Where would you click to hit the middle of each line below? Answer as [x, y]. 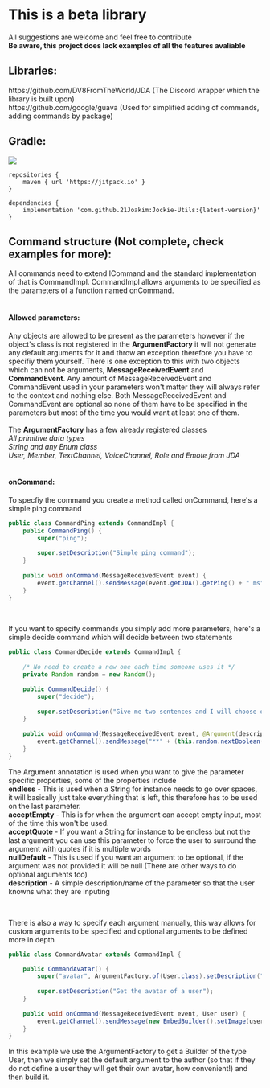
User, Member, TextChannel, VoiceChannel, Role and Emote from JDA [125, 455]
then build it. [29, 1077]
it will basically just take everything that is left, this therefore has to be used [133, 797]
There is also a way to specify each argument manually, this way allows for [132, 922]
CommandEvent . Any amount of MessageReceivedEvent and [110, 378]
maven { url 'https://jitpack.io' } [84, 182]
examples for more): [60, 254]
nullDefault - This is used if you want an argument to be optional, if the [126, 857]
